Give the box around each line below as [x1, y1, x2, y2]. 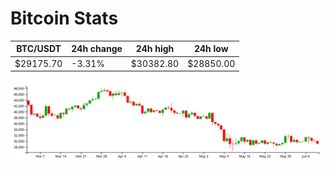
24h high [135, 43, 175, 55]
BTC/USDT [16, 43, 62, 55]
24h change [71, 43, 123, 55]
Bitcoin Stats [10, 7, 119, 30]
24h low [193, 43, 229, 55]
